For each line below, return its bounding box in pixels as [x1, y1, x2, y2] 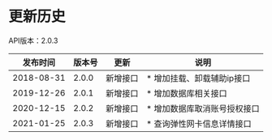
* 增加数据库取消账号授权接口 [145, 103, 260, 114]
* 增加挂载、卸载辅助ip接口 [145, 72, 251, 83]
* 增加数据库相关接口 [145, 87, 227, 99]
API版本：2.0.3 [8, 36, 58, 45]
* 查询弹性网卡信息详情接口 [145, 118, 252, 129]
